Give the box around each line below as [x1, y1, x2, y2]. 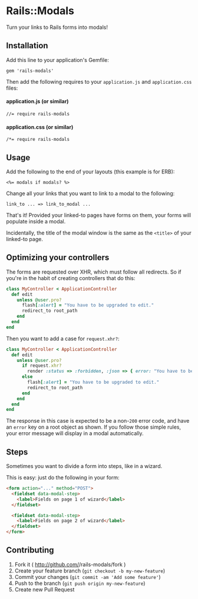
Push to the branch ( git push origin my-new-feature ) [14, 580, 146, 587]
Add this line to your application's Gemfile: [6, 56, 109, 63]
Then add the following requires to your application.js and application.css [6, 78, 192, 85]
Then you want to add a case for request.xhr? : [6, 335, 120, 342]
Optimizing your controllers [6, 252, 110, 263]
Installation [6, 41, 48, 51]
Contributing [6, 545, 54, 555]
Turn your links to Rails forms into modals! [6, 24, 108, 31]
